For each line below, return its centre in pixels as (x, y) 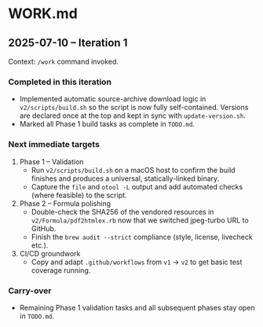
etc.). (40, 245)
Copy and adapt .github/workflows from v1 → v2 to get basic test (137, 262)
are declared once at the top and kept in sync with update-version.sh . (132, 116)
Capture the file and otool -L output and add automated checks (137, 186)
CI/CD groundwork (50, 253)
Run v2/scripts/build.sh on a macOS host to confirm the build (133, 170)
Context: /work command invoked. (64, 61)
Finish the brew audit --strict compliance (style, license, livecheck (142, 237)
